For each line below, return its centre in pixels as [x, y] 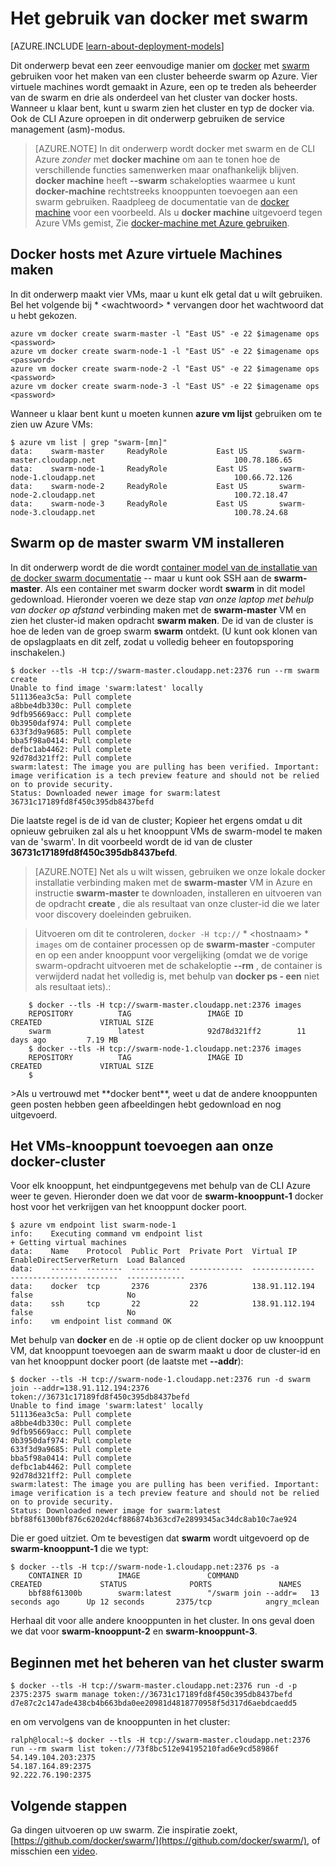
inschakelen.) [38, 652]
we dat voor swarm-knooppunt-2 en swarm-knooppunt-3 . [134, 1631]
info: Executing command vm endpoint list [106, 1234]
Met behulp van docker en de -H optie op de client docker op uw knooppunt [167, 1340]
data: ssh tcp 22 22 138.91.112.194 [162, 1304]
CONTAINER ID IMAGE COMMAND [134, 1576]
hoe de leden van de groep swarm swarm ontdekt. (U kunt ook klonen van [164, 631]
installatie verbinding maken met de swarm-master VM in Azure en [173, 882]
